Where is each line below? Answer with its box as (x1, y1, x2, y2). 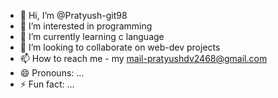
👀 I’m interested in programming (19, 20, 153, 32)
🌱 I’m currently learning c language (19, 31, 165, 42)
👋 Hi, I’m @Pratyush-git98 (19, 10, 128, 21)
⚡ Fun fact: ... (19, 78, 75, 90)
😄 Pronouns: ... (19, 67, 85, 79)
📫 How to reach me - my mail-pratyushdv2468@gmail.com (19, 53, 268, 64)
